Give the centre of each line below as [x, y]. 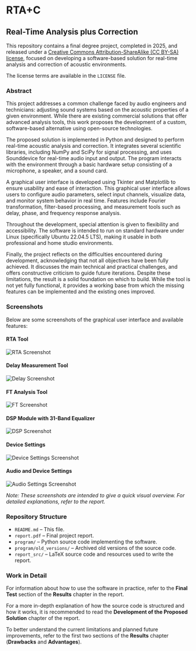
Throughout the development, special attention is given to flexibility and [92, 224]
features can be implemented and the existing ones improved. [81, 292]
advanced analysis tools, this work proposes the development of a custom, [97, 122]
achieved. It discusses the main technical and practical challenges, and [92, 267]
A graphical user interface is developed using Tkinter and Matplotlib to [91, 182]
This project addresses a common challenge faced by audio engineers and [96, 103]
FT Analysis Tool [27, 392]
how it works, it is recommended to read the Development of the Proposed [97, 612]
